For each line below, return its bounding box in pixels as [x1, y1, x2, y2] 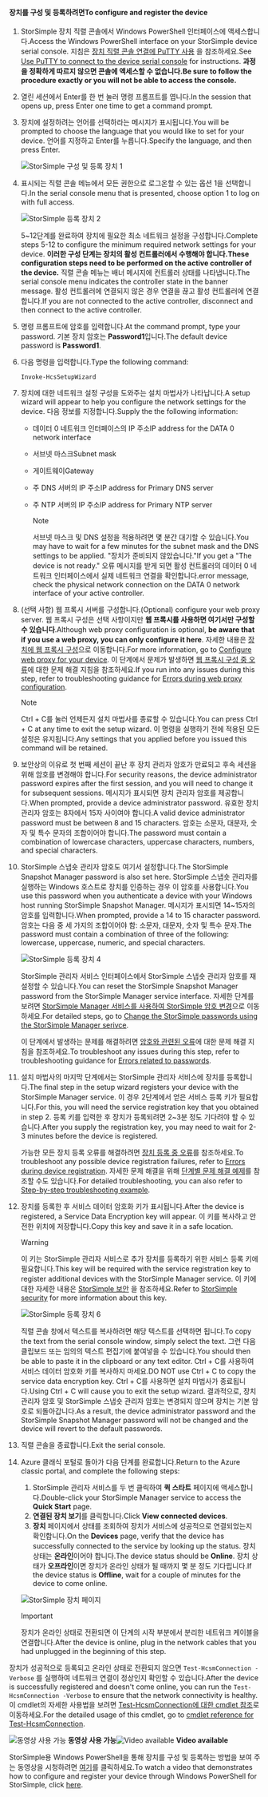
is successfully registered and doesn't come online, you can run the [9, 1682, 232, 1692]
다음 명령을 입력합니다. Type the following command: [20, 357, 189, 367]
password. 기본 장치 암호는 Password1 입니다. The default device [20, 332, 228, 341]
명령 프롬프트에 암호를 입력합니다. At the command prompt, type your [20, 322, 241, 332]
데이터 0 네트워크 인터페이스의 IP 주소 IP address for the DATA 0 [32, 423, 235, 433]
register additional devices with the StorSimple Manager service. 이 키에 [20, 1274, 257, 1284]
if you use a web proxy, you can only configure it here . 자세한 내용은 [20, 635, 246, 645]
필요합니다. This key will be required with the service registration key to [20, 1264, 251, 1274]
